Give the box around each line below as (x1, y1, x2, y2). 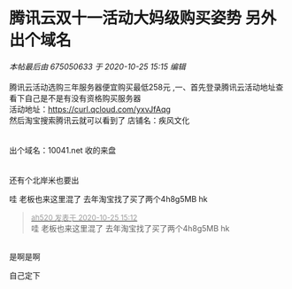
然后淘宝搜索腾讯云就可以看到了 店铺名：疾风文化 (9, 114, 190, 125)
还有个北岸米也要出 (9, 175, 80, 185)
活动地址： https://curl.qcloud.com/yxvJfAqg (9, 104, 171, 114)
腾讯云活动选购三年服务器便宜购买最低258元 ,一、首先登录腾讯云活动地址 (9, 82, 276, 92)
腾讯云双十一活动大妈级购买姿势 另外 (9, 8, 277, 28)
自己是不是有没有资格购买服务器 (24, 92, 142, 103)
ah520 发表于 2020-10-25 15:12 (30, 212, 138, 223)
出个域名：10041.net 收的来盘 (9, 144, 117, 155)
